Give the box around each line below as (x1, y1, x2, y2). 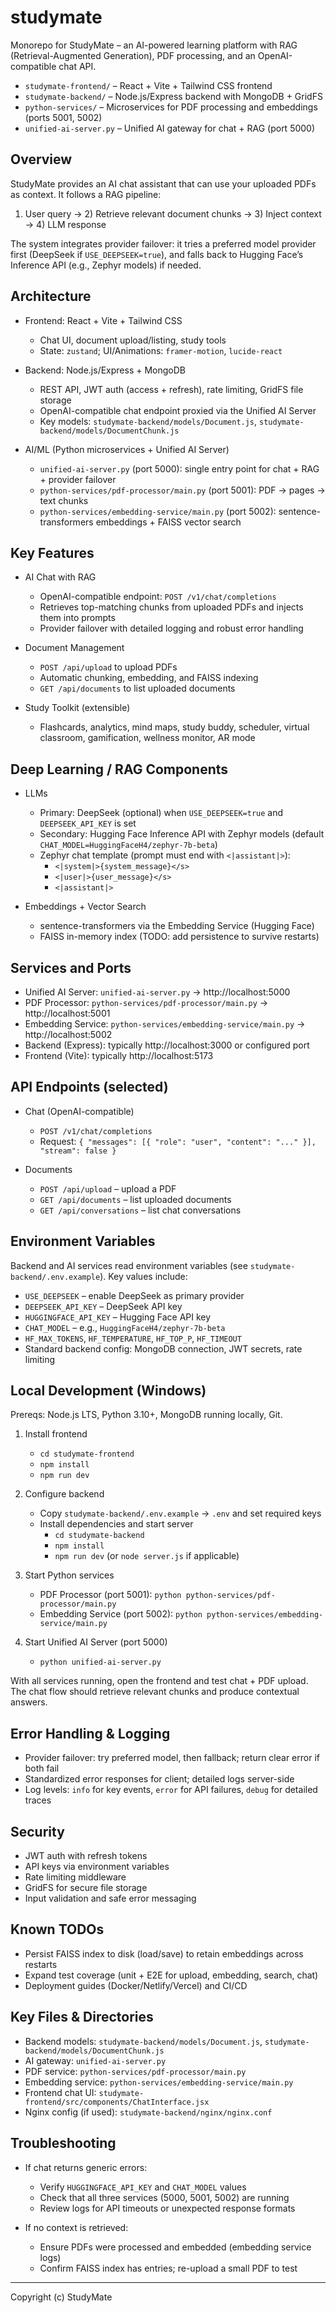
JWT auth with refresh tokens (24, 1850, 148, 1862)
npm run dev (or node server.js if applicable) (54, 1550, 240, 1562)
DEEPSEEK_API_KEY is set (39, 817, 137, 830)
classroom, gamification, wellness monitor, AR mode (39, 732, 256, 744)
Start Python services (24, 1569, 115, 1581)
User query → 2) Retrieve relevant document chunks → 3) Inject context (24, 207, 322, 220)
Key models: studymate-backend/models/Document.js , (39, 415, 258, 427)
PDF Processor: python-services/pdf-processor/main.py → (24, 997, 269, 1008)
